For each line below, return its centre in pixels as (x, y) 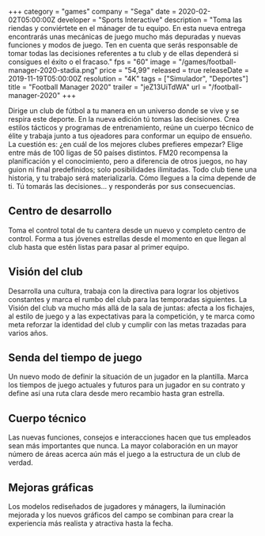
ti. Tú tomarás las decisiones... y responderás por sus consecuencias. (122, 186)
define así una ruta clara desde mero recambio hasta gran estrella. (117, 394)
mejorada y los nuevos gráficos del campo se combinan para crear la (121, 515)
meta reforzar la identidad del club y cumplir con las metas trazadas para (127, 324)
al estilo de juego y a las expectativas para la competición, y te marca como (132, 316)
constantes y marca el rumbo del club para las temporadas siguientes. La (128, 299)
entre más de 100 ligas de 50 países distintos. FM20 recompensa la (118, 153)
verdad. (21, 462)
